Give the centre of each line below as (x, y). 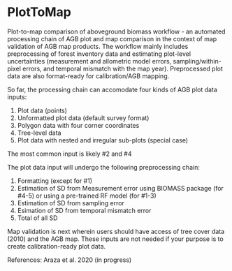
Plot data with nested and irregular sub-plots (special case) (103, 140)
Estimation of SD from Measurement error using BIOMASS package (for (120, 188)
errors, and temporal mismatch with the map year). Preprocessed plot (123, 68)
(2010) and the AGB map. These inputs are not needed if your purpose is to (115, 239)
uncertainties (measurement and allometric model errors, (89, 61)
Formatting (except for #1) (55, 181)
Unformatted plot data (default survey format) (83, 118)
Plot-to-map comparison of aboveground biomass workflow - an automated (116, 31)
